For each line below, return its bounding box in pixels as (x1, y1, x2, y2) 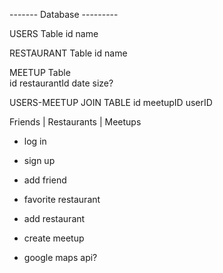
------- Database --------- (9, 9, 119, 20)
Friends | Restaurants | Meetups (9, 116, 142, 128)
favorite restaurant (23, 194, 101, 205)
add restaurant (23, 213, 86, 224)
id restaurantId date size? (9, 77, 114, 89)
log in (23, 135, 47, 147)
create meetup (23, 232, 85, 244)
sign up (23, 155, 56, 166)
